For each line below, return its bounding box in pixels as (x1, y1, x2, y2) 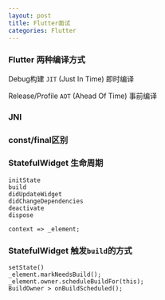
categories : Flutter (8, 26, 77, 34)
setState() (8, 264, 45, 272)
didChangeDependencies (8, 197, 84, 205)
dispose (8, 211, 34, 219)
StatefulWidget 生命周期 (8, 157, 104, 168)
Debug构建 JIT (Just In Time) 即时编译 (8, 73, 135, 84)
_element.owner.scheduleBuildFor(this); (8, 278, 145, 286)
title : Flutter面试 (8, 19, 71, 27)
